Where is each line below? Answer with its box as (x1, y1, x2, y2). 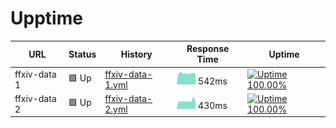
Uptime (268, 48, 300, 60)
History (120, 48, 153, 60)
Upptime (10, 7, 83, 30)
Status (68, 48, 97, 60)
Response (186, 43, 230, 55)
